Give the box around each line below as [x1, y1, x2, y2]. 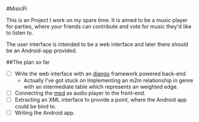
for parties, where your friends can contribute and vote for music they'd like [6, 23, 192, 30]
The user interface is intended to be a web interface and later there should [6, 41, 188, 48]
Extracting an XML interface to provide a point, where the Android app [14, 96, 187, 104]
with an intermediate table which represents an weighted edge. [23, 83, 178, 90]
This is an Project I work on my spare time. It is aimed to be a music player [6, 17, 188, 23]
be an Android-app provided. [6, 47, 77, 54]
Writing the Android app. [14, 110, 75, 117]
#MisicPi [6, 5, 28, 12]
